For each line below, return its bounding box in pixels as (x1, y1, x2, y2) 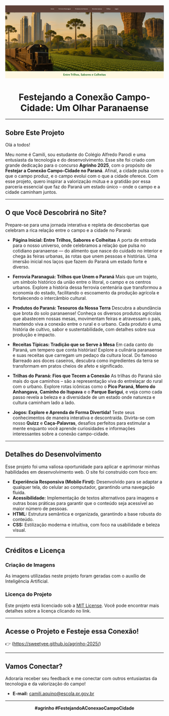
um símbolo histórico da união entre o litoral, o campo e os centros (12, 279, 151, 285)
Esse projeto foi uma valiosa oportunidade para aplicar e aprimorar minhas (5, 464, 160, 470)
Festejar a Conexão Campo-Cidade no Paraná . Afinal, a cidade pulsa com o (5, 168, 163, 174)
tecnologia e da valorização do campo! (5, 681, 86, 687)
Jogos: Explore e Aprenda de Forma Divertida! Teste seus (12, 409, 135, 415)
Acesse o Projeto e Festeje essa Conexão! (5, 627, 139, 636)
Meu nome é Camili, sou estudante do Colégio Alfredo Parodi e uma (5, 151, 146, 158)
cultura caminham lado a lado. (12, 399, 75, 405)
